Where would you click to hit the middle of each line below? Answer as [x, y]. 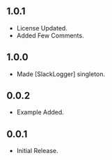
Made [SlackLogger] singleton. [61, 74]
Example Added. [40, 112]
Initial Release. [37, 151]
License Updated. [42, 28]
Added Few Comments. [50, 35]
